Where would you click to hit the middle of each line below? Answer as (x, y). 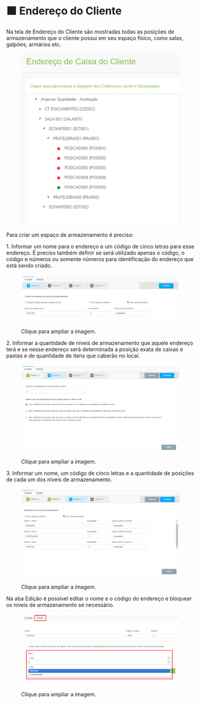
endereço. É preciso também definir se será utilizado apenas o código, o (96, 253)
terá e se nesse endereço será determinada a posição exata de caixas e (95, 350)
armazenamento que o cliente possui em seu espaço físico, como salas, (95, 38)
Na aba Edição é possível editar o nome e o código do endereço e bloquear (99, 598)
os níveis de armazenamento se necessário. (60, 605)
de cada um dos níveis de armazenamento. (59, 480)
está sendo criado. (29, 266)
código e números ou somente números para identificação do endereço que (100, 259)
